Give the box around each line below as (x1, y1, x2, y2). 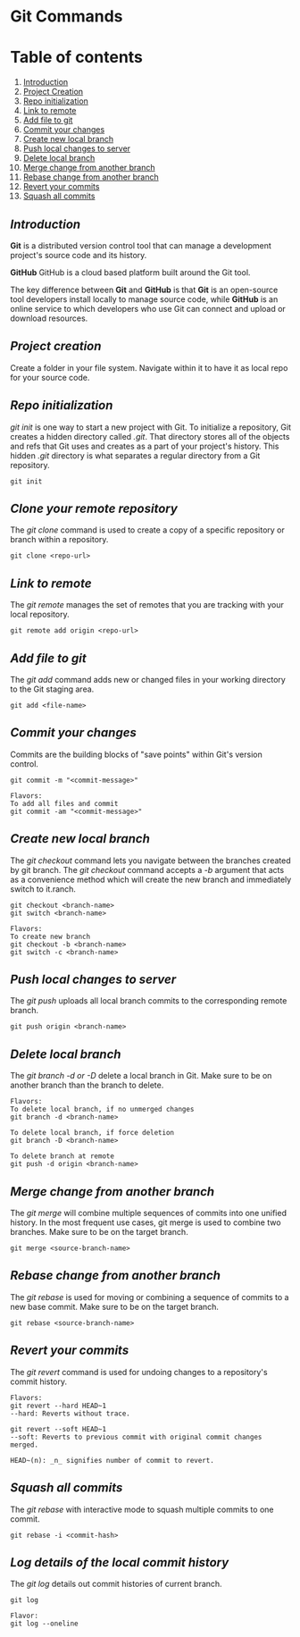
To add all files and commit (10, 799, 119, 808)
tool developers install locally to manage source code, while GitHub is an (10, 293, 279, 305)
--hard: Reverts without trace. (10, 1409, 130, 1418)
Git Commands (10, 6, 123, 27)
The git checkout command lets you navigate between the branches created (10, 855, 291, 866)
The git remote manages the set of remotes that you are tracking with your (10, 600, 285, 610)
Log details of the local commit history (10, 1555, 229, 1570)
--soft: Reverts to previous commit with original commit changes (10, 1432, 262, 1441)
